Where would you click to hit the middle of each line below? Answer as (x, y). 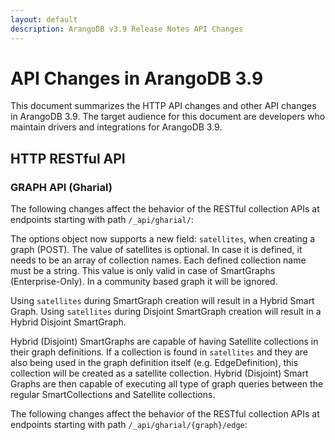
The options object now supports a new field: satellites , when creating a (163, 239)
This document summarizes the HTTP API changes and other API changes (163, 106)
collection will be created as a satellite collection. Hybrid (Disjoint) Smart (159, 373)
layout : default (44, 19)
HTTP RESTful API (68, 158)
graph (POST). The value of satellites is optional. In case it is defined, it (156, 250)
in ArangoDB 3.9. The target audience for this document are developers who (168, 117)
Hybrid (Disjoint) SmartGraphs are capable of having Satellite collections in (164, 342)
